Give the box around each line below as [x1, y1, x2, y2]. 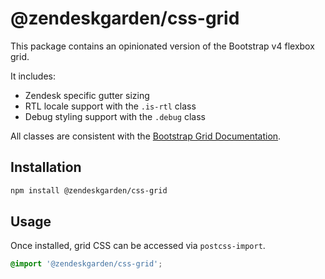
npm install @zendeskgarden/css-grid [10, 185, 168, 196]
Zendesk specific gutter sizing [24, 89, 150, 101]
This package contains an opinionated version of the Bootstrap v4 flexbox [10, 40, 315, 52]
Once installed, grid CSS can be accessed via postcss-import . [10, 240, 266, 252]
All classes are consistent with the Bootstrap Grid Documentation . [10, 130, 282, 142]
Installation [10, 159, 82, 176]
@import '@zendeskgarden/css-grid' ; [10, 259, 163, 269]
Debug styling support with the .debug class [24, 110, 206, 122]
